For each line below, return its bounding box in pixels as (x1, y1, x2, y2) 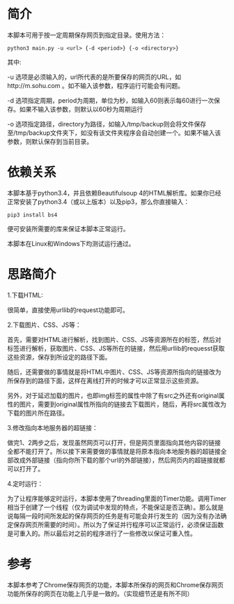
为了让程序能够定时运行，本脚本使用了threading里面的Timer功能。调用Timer (7, 494, 227, 503)
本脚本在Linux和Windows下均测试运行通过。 (7, 239, 135, 248)
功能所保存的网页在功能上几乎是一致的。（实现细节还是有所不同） (7, 589, 194, 598)
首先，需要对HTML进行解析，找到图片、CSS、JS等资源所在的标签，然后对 (7, 335, 221, 344)
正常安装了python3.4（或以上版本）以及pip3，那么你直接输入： (7, 197, 190, 206)
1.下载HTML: (7, 290, 43, 299)
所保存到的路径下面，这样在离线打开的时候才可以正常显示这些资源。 (7, 376, 203, 385)
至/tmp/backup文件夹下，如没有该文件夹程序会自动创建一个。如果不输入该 (7, 128, 221, 137)
